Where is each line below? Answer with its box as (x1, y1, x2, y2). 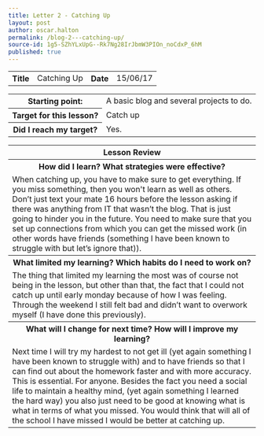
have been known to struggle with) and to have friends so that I (12, 356, 245, 367)
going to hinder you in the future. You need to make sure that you (12, 213, 252, 224)
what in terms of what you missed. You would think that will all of (12, 405, 251, 416)
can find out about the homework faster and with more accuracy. (12, 366, 251, 376)
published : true (8, 48, 61, 56)
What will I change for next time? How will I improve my (25, 323, 239, 334)
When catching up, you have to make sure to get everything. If (12, 174, 242, 185)
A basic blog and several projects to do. (105, 95, 252, 106)
